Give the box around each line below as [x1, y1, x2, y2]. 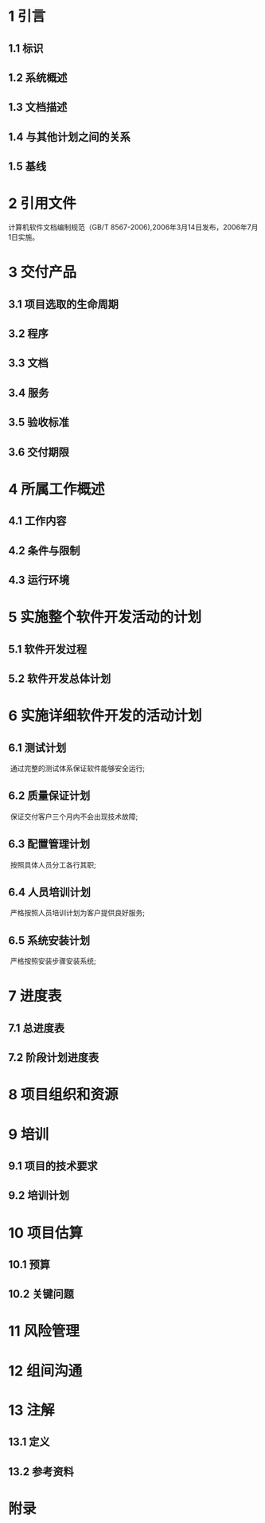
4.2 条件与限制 [8, 543, 80, 558]
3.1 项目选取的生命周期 [8, 297, 119, 311]
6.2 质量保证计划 [8, 789, 91, 803]
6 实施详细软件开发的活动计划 [8, 707, 202, 725]
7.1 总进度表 [8, 1021, 65, 1035]
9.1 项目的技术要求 [8, 1159, 98, 1173]
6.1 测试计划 [8, 741, 67, 754]
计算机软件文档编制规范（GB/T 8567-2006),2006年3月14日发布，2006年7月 [8, 222, 259, 232]
